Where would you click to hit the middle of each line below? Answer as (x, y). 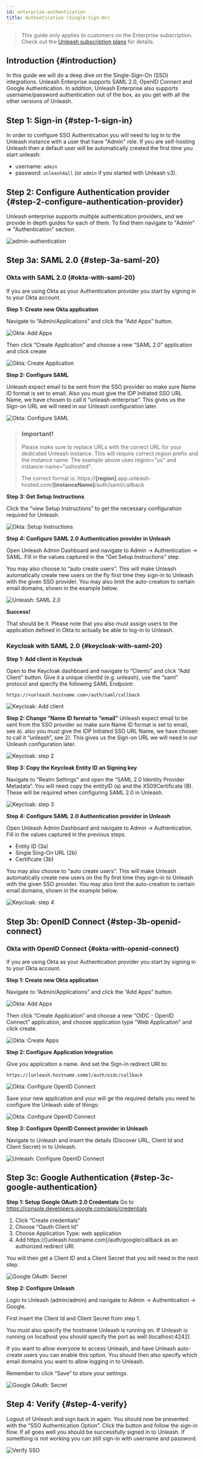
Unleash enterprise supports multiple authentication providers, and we (95, 216)
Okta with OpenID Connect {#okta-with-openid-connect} (93, 948)
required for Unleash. (33, 515)
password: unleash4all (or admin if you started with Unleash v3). (96, 173)
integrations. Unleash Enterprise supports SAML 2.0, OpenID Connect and (99, 82)
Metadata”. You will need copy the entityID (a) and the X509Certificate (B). (100, 786)
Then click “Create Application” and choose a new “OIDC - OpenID (90, 1015)
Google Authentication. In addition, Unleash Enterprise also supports (92, 88)
